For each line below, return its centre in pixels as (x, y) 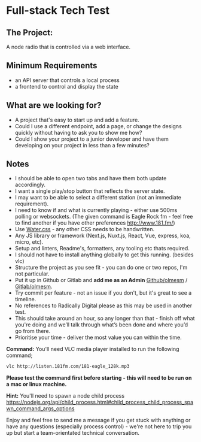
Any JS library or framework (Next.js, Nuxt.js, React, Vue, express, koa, (103, 236)
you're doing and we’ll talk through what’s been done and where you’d (101, 325)
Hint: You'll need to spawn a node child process (65, 396)
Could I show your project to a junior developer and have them (92, 139)
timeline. (25, 299)
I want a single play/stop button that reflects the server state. (90, 191)
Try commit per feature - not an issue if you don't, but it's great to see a (103, 293)
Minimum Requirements (52, 66)
